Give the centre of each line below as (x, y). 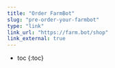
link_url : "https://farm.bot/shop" (58, 32)
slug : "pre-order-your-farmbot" (53, 20)
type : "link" (26, 26)
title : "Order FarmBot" (41, 13)
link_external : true (37, 39)
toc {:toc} (30, 58)
